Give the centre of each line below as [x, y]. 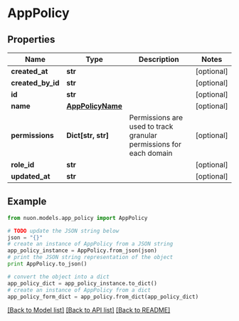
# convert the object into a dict [59, 277]
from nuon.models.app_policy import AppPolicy [78, 218]
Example [27, 202]
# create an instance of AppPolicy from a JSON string [90, 244]
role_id [23, 165]
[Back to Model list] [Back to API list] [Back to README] [89, 310]
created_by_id [35, 83]
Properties [31, 40]
